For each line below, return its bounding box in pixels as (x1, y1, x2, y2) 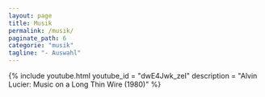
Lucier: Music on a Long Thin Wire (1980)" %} (8, 79, 162, 89)
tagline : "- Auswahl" (8, 49, 82, 57)
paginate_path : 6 (8, 34, 67, 42)
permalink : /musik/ (8, 26, 74, 34)
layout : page (8, 11, 53, 20)
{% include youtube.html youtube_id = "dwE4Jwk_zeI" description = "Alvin (8, 71, 258, 80)
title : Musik (8, 19, 53, 27)
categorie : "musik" (8, 42, 74, 50)
